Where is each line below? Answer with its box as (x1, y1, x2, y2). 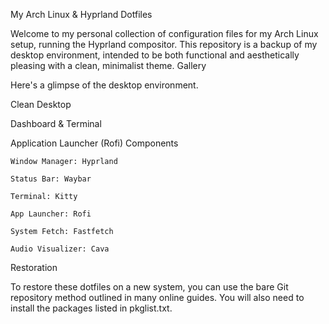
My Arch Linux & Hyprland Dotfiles (10, 9, 153, 20)
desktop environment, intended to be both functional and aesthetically (10, 49, 300, 61)
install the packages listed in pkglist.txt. (10, 302, 173, 314)
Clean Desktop (10, 99, 72, 110)
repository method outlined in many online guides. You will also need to (10, 292, 305, 303)
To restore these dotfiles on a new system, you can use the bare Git (10, 281, 289, 293)
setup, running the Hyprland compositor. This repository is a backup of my (10, 39, 318, 50)
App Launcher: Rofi (10, 209, 92, 219)
